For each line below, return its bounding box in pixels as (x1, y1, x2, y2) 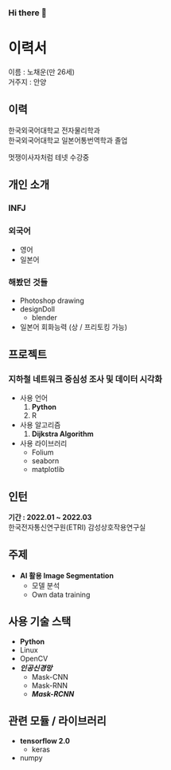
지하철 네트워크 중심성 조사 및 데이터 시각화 (8, 373, 163, 384)
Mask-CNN (31, 672, 69, 681)
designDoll (19, 304, 56, 314)
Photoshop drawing (19, 296, 85, 305)
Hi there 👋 (8, 7, 48, 18)
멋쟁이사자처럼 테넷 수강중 (8, 152, 90, 162)
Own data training (31, 589, 91, 599)
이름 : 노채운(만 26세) (8, 67, 76, 77)
